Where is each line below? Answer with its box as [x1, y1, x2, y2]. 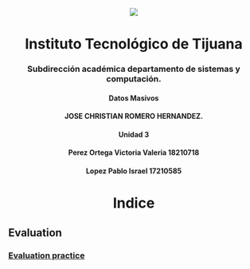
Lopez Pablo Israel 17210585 [85, 166, 182, 176]
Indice [112, 194, 155, 212]
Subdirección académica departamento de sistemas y [27, 64, 240, 75]
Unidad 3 [118, 129, 150, 139]
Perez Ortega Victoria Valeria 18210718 [68, 148, 200, 157]
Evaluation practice [8, 250, 85, 261]
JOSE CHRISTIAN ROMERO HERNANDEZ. [64, 112, 204, 121]
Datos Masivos [108, 93, 159, 103]
